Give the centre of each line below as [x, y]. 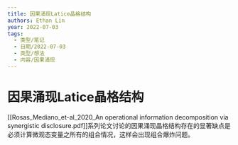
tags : [15, 34]
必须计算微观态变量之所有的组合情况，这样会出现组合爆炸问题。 [101, 134]
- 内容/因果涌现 [34, 60]
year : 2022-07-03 [33, 27]
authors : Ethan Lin [36, 21]
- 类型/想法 [29, 54]
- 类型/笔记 [29, 40]
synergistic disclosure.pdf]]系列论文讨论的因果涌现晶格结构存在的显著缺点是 [119, 125]
